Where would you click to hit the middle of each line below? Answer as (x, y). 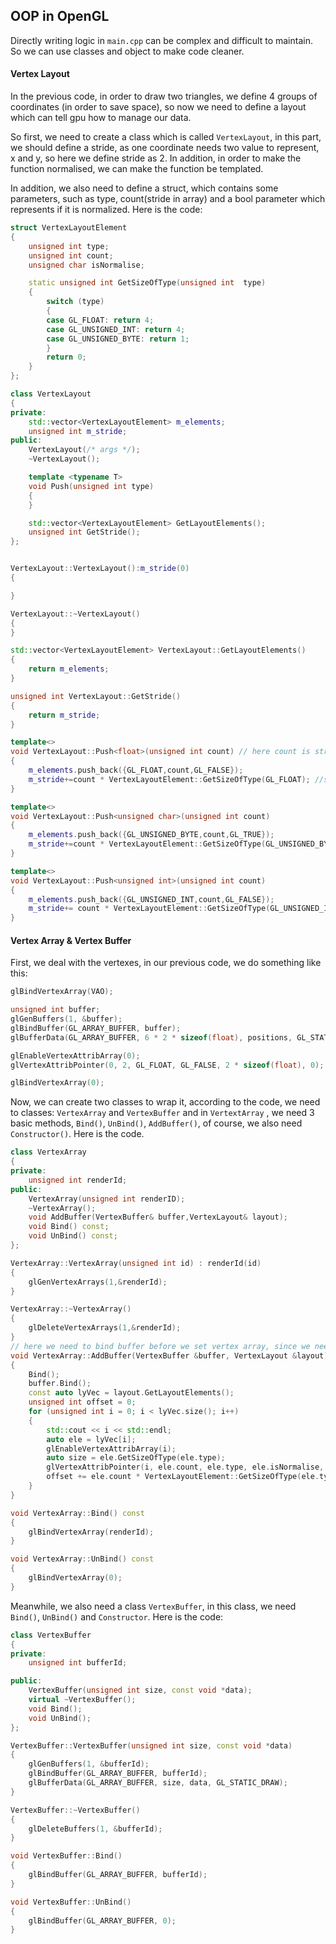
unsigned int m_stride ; (78, 431)
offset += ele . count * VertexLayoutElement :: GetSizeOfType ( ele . (183, 1477)
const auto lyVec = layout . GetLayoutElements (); (131, 1393)
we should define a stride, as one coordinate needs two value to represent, (165, 148)
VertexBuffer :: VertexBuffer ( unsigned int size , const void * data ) (151, 1745)
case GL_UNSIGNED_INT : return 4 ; (116, 329)
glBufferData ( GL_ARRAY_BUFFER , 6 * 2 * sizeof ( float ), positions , (151, 1037)
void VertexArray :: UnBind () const (82, 1559)
